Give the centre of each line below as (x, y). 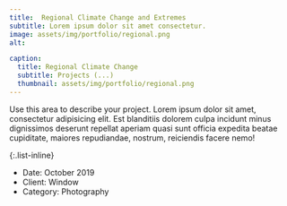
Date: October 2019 (58, 172)
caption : (26, 59)
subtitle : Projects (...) (66, 76)
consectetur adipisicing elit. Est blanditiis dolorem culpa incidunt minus (140, 118)
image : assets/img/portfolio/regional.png (90, 34)
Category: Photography (65, 191)
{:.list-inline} (32, 155)
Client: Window (50, 182)
